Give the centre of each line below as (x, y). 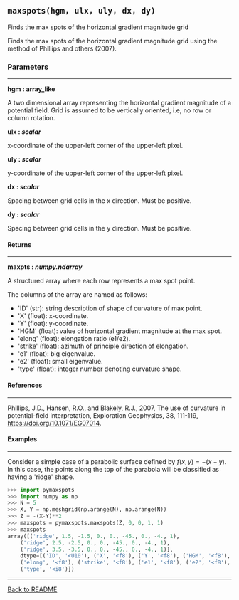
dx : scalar (23, 187)
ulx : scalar (24, 132)
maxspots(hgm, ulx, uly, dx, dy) (82, 11)
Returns (20, 244)
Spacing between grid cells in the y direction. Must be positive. (100, 228)
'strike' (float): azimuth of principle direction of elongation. (103, 346)
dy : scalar (23, 215)
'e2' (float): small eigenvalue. (60, 362)
